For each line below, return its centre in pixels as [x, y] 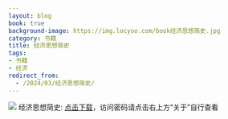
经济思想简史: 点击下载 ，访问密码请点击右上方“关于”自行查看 [118, 107]
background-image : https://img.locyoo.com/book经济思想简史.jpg [114, 31]
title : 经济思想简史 [39, 46]
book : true [26, 23]
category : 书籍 [33, 38]
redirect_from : [34, 76]
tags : [17, 53]
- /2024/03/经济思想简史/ [55, 83]
